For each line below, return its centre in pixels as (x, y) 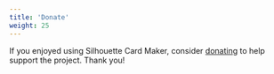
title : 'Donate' (39, 17)
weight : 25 (29, 26)
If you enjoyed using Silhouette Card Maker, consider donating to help (137, 50)
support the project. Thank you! (67, 60)
